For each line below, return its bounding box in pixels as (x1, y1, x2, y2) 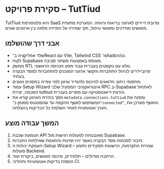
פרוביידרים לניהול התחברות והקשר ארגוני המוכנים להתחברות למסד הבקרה (12, 68, 151, 74)
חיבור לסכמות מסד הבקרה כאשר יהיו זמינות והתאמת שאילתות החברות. (12, 137, 144, 143)
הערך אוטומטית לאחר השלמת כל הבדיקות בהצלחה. (12, 104, 108, 110)
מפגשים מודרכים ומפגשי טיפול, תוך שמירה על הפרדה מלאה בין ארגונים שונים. (5, 25, 148, 31)
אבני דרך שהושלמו (5, 39, 60, 48)
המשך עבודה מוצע (5, 119, 59, 128)
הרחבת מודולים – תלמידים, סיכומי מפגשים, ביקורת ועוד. (12, 153, 115, 159)
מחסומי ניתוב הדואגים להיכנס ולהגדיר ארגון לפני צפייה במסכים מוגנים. (12, 78, 142, 84)
